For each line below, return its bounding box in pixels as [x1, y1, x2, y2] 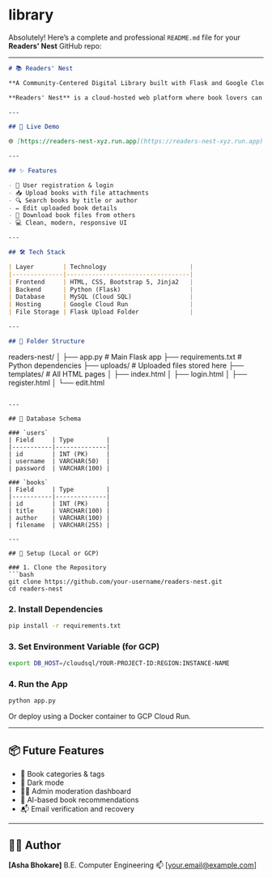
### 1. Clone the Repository [8, 563, 107, 572]
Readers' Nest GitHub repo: [8, 40, 103, 50]
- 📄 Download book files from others [8, 211, 136, 219]
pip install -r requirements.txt [8, 622, 121, 630]
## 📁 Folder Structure [8, 337, 85, 345]
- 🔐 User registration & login [8, 181, 114, 190]
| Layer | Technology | [8, 262, 194, 271]
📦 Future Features [8, 744, 104, 757]
